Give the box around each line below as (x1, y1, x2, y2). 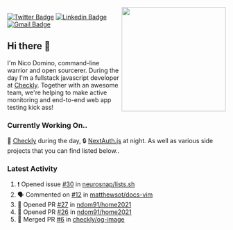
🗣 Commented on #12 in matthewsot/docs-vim (17, 190, 153, 199)
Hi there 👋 (7, 40, 51, 52)
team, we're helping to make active (7, 88, 107, 97)
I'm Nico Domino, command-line (7, 58, 100, 67)
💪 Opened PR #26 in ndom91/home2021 (17, 208, 132, 216)
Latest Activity (7, 164, 58, 174)
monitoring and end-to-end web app (7, 95, 112, 104)
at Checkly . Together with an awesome (7, 81, 119, 89)
